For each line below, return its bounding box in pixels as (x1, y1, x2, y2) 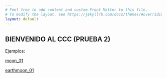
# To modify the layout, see (5, 12, 66, 17)
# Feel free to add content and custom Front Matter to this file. (5, 7, 148, 12)
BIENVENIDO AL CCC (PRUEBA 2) (5, 35, 111, 43)
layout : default (5, 16, 39, 21)
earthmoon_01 (5, 68, 34, 74)
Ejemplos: (5, 48, 26, 54)
